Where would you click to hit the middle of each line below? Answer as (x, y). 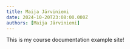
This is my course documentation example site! (65, 40)
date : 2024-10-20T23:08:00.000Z (47, 17)
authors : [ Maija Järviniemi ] (43, 23)
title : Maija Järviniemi (38, 12)
